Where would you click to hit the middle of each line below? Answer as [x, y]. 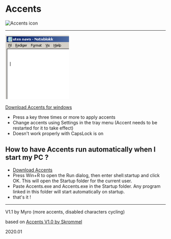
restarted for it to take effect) [43, 128]
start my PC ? [27, 157]
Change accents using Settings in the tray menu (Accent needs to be [85, 122]
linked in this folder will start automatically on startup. [69, 191]
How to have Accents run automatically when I [81, 150]
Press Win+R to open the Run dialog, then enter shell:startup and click [86, 175]
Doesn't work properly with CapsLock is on [58, 133]
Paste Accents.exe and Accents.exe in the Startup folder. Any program [87, 186]
